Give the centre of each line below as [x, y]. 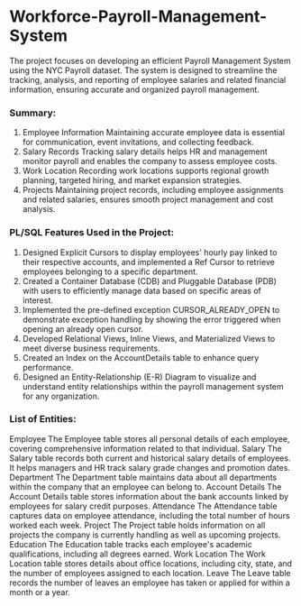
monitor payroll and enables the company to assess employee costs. [150, 161]
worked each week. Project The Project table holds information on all [137, 525]
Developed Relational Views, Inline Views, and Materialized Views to [149, 338]
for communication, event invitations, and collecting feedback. [138, 142]
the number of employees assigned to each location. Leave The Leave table [150, 573]
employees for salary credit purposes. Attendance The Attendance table [143, 506]
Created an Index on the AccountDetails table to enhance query [141, 357]
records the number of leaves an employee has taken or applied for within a [150, 583]
